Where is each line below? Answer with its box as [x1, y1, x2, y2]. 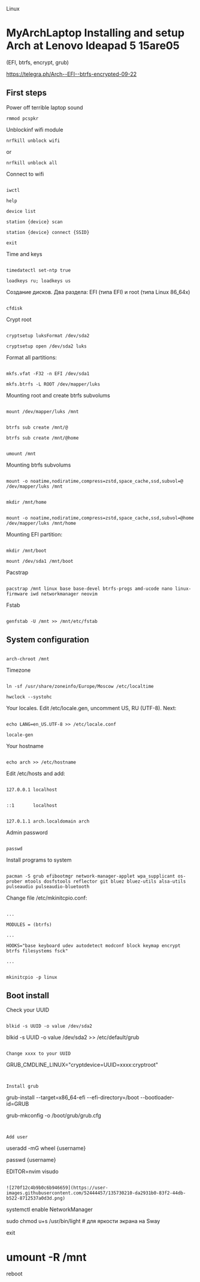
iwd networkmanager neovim [30, 590, 98, 597]
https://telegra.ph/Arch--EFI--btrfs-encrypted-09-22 [6, 70, 137, 78]
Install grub [6, 1084, 39, 1090]
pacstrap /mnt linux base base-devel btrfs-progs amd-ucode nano [6, 586, 172, 592]
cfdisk [6, 305, 23, 311]
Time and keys [6, 250, 43, 257]
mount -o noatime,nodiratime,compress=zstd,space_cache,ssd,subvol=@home [6, 515, 195, 521]
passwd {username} [6, 1156, 56, 1164]
